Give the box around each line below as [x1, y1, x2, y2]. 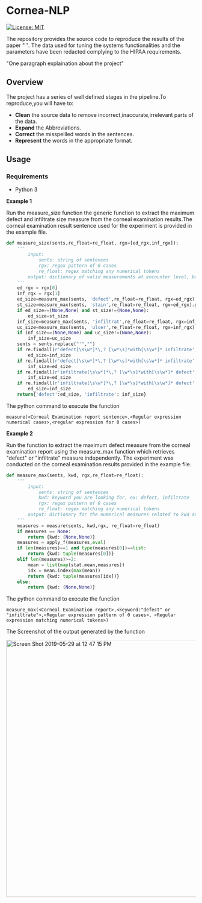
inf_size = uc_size [28, 336, 71, 342]
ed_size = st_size [28, 313, 69, 319]
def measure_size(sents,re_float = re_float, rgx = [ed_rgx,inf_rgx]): [6, 240, 179, 246]
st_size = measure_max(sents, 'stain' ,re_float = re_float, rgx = [17, 302, 173, 308]
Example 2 [6, 430, 33, 437]
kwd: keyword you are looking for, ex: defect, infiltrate [38, 495, 189, 501]
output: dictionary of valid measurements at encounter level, [28, 273, 189, 280]
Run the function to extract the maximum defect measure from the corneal [6, 441, 191, 449]
